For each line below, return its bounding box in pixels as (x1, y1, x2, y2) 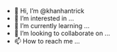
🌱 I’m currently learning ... (13, 22, 90, 30)
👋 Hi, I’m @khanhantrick (13, 7, 85, 15)
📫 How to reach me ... (13, 37, 80, 45)
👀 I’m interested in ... (13, 14, 74, 22)
